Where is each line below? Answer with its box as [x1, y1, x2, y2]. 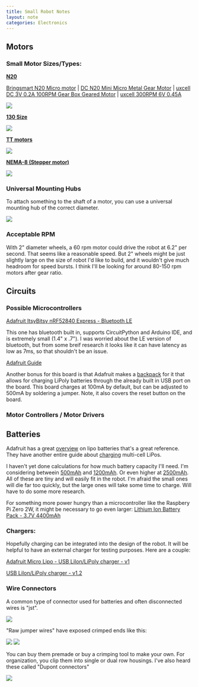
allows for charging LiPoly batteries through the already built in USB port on [6, 377, 191, 384]
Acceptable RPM [6, 230, 55, 238]
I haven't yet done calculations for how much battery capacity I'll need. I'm [6, 463, 189, 470]
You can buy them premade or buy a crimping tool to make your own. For [6, 650, 185, 657]
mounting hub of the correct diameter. [6, 204, 100, 211]
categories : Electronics [6, 20, 68, 26]
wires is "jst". [6, 604, 39, 611]
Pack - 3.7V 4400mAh [6, 512, 61, 519]
